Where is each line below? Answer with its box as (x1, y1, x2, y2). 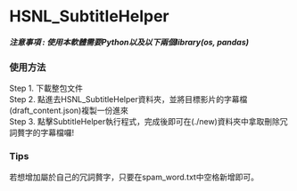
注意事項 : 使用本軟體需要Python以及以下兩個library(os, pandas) (9, 36, 250, 47)
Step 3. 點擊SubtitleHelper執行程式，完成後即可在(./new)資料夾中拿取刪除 (9, 116, 281, 127)
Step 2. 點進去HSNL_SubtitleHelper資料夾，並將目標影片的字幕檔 (9, 94, 248, 105)
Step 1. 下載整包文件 (9, 83, 83, 94)
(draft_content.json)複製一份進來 (9, 105, 129, 116)
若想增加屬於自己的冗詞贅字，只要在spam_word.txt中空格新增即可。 (9, 171, 259, 182)
